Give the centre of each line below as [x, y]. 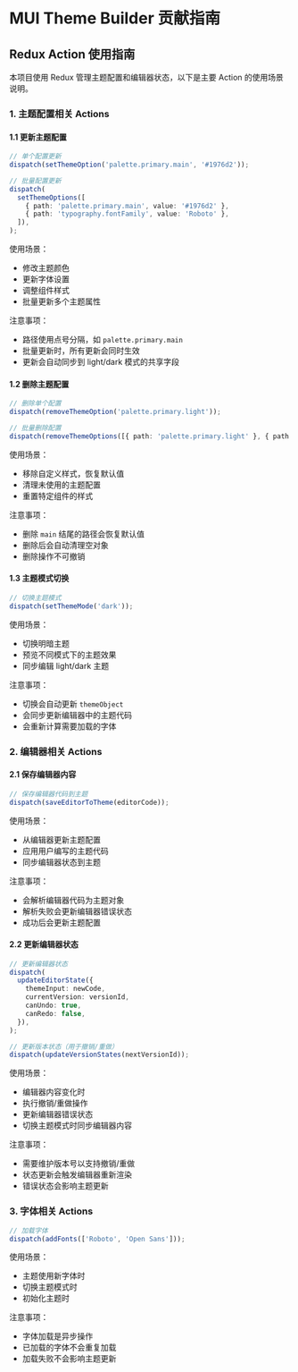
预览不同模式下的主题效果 [69, 655]
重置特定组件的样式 [58, 495]
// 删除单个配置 [35, 403]
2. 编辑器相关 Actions [56, 751]
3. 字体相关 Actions [51, 1211]
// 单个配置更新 [35, 157]
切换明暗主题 [46, 643]
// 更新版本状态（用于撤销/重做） [64, 1046]
